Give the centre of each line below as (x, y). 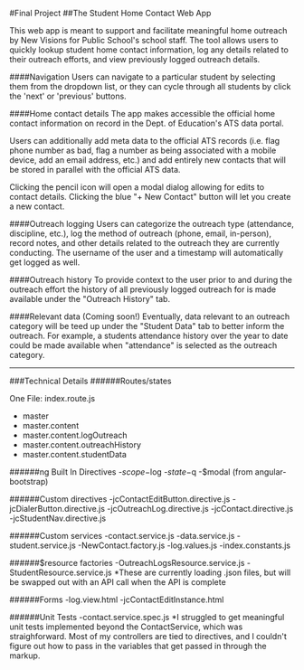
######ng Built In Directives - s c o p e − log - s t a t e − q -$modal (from (131, 472)
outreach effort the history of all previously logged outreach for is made (143, 289)
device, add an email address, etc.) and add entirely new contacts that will (148, 160)
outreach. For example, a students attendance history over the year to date (149, 335)
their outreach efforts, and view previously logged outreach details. (135, 59)
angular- (271, 472)
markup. (25, 656)
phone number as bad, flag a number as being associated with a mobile (143, 150)
